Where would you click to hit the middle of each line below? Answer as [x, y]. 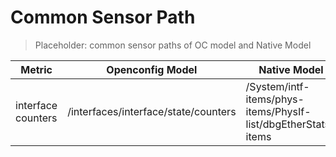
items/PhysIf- [278, 111]
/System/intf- [277, 86]
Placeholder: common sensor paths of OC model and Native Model [173, 45]
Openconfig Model [152, 69]
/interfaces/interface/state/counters [152, 111]
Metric [36, 69]
